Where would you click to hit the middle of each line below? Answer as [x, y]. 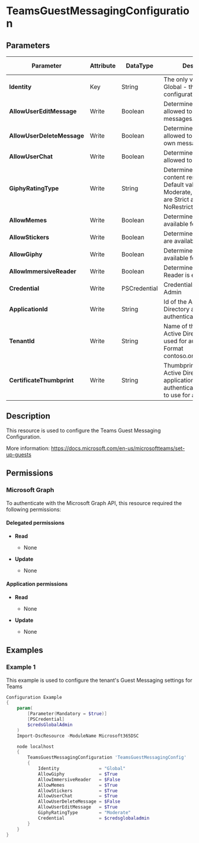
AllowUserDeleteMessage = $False [79, 802]
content [174, 177]
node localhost [36, 746]
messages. [179, 119]
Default [174, 185]
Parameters [28, 45]
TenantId [22, 341]
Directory [176, 309]
